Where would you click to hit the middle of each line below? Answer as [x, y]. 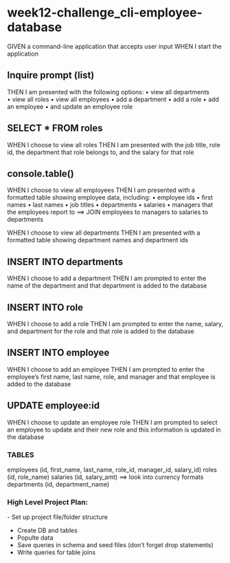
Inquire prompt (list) [51, 75]
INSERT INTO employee [58, 353]
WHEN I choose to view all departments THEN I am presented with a [104, 233]
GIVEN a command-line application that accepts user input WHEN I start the [114, 46]
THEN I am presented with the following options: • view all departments [108, 92]
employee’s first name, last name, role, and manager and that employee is [111, 376]
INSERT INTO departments [65, 262]
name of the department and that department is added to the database [107, 286]
